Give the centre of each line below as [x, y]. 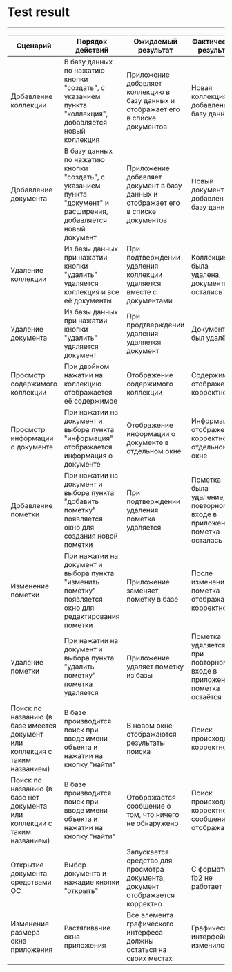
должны [140, 941]
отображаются [152, 734]
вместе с [142, 291]
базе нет [25, 797]
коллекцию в [148, 92]
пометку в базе [152, 599]
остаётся [206, 696]
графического [150, 924]
